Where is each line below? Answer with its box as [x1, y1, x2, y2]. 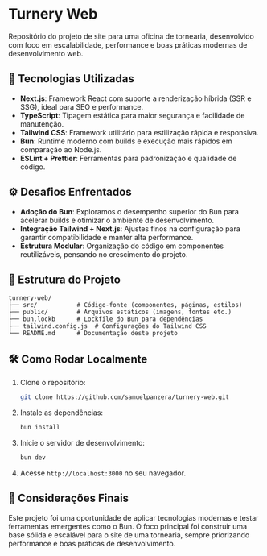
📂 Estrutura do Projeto [8, 272, 121, 286]
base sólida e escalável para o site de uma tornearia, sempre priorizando [8, 529, 250, 540]
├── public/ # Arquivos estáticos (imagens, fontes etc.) [8, 308, 232, 317]
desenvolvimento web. [8, 48, 84, 58]
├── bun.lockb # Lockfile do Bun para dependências [8, 315, 203, 323]
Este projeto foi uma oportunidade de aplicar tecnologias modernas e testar [8, 512, 259, 522]
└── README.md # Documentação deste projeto [8, 330, 179, 338]
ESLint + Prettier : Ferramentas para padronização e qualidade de [19, 153, 237, 163]
